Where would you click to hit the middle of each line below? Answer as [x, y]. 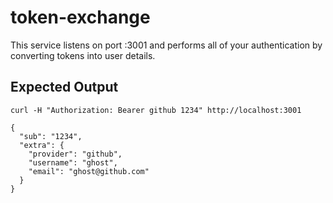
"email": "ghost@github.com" [89, 171]
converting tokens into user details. [83, 55]
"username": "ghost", [73, 162]
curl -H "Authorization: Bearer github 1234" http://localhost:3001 [156, 110]
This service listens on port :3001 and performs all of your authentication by [166, 45]
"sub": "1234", [51, 136]
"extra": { [42, 145]
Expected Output [64, 87]
